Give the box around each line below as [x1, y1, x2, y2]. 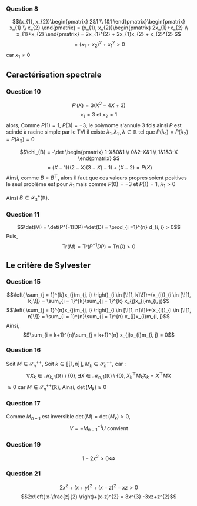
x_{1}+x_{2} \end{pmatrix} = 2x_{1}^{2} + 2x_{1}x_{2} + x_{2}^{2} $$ [16, 31, 181, 38]
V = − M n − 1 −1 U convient [69, 423, 128, 433]
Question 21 [6, 470, 41, 478]
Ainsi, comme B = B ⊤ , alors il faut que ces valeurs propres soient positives [6, 173, 187, 181]
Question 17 [6, 400, 41, 408]
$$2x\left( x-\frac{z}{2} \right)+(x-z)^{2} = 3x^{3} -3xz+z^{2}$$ [21, 493, 177, 500]
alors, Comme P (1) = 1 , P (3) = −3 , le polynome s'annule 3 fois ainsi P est [6, 121, 182, 128]
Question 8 [6, 5, 38, 13]
